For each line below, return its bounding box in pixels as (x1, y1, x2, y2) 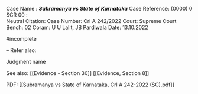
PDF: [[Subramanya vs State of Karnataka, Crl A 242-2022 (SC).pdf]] (6, 81, 174, 88)
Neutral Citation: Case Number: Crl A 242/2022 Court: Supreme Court (6, 18, 177, 24)
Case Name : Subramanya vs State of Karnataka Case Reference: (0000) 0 (6, 5, 193, 12)
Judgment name (6, 59, 46, 65)
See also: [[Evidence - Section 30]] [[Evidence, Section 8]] (6, 70, 150, 76)
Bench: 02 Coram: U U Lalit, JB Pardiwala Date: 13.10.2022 (6, 24, 149, 31)
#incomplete (6, 35, 37, 42)
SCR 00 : (6, 11, 28, 18)
